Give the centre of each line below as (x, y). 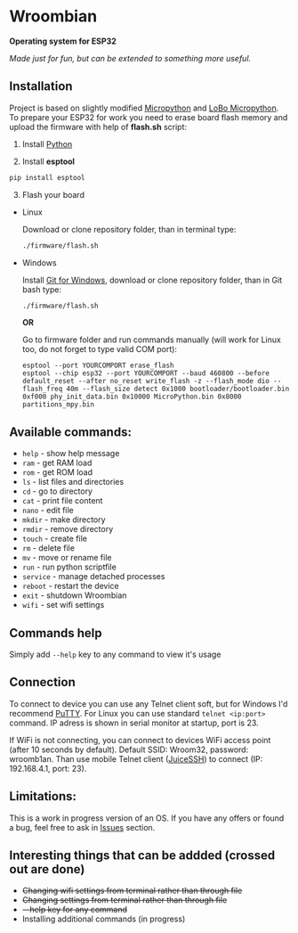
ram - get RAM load (57, 463)
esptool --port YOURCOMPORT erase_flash (98, 366)
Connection (42, 682)
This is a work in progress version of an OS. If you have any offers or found (147, 818)
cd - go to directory (57, 491)
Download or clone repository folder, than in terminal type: (129, 229)
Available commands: (70, 432)
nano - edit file (48, 511)
